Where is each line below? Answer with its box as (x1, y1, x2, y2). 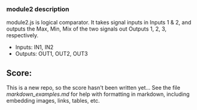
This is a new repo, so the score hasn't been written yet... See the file (6, 84, 181, 92)
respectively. (6, 32, 38, 39)
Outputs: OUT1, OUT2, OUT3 (15, 50, 88, 57)
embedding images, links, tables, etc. (6, 97, 100, 105)
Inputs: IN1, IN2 (15, 43, 54, 51)
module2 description (6, 5, 70, 13)
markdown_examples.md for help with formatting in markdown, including (6, 90, 190, 98)
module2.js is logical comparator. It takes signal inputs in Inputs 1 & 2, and (6, 19, 192, 26)
